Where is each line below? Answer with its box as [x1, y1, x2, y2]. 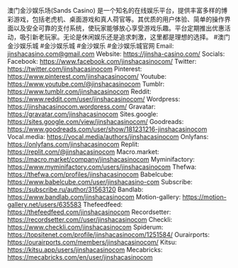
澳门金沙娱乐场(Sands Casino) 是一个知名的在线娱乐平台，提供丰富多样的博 [7, 6, 228, 14]
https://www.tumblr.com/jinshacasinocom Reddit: [7, 87, 152, 96]
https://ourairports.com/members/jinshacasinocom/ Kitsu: [7, 238, 177, 246]
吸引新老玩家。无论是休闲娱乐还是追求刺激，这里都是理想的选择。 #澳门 [19, 33, 230, 41]
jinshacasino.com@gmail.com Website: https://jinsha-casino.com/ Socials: [7, 50, 225, 58]
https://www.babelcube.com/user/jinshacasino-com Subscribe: [7, 178, 193, 186]
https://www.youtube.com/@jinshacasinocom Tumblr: [7, 80, 165, 88]
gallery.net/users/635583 [7, 201, 82, 208]
